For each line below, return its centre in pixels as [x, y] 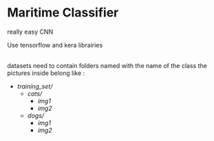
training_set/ [35, 86]
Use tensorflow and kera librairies [55, 45]
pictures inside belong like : [46, 73]
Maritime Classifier [63, 13]
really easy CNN [30, 32]
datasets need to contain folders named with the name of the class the [107, 65]
